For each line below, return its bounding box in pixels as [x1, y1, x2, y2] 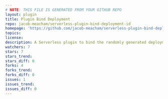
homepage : [5, 26, 26, 31]
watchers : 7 [5, 44, 30, 49]
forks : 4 [5, 63, 23, 68]
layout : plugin [5, 12, 37, 17]
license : [5, 35, 23, 40]
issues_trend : [5, 81, 35, 86]
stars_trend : [5, 53, 32, 59]
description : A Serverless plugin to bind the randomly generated [5, 40, 146, 45]
